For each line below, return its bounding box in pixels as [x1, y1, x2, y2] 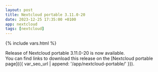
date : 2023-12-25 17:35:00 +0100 [5, 17, 76, 22]
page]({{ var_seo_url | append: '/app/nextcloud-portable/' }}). [5, 61, 135, 67]
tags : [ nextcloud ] [5, 26, 44, 31]
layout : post [5, 7, 33, 13]
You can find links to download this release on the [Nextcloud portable [5, 55, 153, 61]
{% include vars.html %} [5, 40, 57, 46]
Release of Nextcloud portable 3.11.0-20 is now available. [5, 50, 125, 56]
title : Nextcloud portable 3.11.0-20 [5, 12, 86, 17]
